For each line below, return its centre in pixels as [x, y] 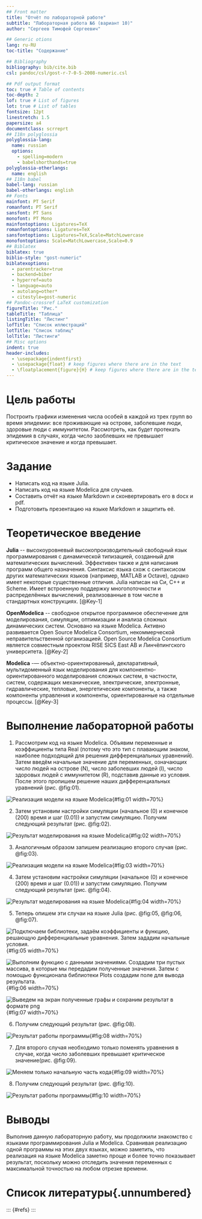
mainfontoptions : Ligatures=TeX [47, 224]
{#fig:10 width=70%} [115, 1095]
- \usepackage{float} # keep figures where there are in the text [96, 364]
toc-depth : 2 [23, 95]
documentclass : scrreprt [37, 129]
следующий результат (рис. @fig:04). [63, 890]
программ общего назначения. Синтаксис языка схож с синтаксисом [96, 569]
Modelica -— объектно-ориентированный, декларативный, [83, 663]
